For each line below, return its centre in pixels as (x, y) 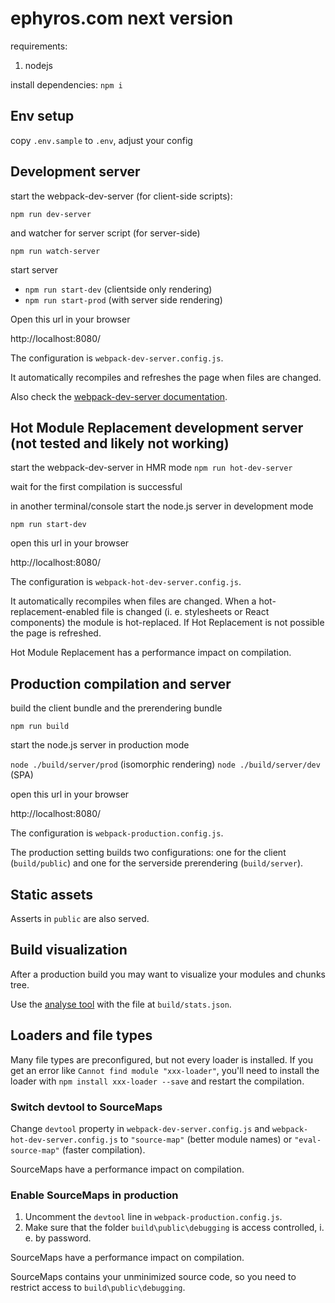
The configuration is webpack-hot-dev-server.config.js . (126, 582)
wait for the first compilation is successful (96, 487)
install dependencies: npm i (66, 84)
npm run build (40, 727)
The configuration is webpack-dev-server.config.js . (117, 358)
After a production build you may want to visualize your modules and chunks (168, 974)
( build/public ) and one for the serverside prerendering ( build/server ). (157, 863)
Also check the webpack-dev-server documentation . (119, 396)
